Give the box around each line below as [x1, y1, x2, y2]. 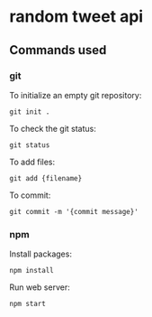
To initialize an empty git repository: [9, 89, 142, 100]
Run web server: [9, 282, 70, 293]
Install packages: [9, 248, 72, 259]
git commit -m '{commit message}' [9, 207, 139, 216]
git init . [9, 107, 50, 117]
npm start [9, 300, 47, 309]
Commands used [9, 42, 107, 58]
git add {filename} [9, 173, 83, 182]
